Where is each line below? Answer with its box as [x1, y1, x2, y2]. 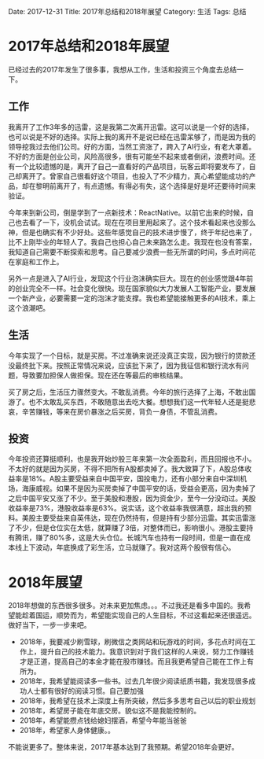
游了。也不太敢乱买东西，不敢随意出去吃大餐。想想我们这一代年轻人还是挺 [8, 396, 249, 407]
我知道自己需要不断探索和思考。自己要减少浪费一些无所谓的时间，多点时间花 [8, 247, 256, 256]
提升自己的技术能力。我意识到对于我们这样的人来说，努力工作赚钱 [40, 647, 254, 657]
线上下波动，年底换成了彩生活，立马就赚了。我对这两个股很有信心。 [14, 543, 236, 552]
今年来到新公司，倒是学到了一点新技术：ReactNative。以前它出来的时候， [8, 208, 247, 217]
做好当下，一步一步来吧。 [8, 621, 91, 630]
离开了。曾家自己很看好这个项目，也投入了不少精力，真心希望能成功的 [21, 171, 249, 181]
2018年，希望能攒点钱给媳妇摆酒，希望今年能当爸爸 [19, 716, 187, 725]
